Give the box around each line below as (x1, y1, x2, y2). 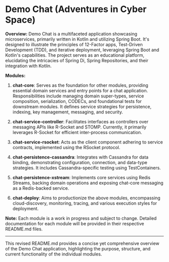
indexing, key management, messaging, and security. (12, 109, 123, 115)
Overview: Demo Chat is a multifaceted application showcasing (5, 31, 137, 37)
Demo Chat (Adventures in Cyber (5, 4, 147, 15)
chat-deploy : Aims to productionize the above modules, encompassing (12, 195, 161, 201)
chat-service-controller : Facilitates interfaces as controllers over (12, 118, 148, 124)
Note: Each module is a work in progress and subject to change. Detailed (5, 215, 157, 221)
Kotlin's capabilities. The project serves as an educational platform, (5, 52, 144, 58)
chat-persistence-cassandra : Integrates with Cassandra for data (12, 154, 149, 160)
